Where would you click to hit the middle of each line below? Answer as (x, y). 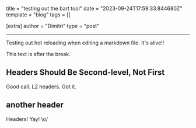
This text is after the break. (38, 54)
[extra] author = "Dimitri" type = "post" (53, 26)
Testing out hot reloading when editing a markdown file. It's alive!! (85, 43)
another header (35, 105)
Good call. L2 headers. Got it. (41, 87)
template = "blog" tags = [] (38, 15)
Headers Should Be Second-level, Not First (85, 72)
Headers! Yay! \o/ (27, 119)
